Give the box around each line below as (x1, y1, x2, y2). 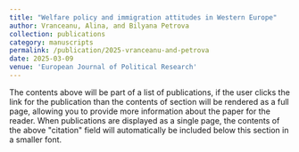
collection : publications (9, 29, 105, 38)
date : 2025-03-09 (9, 54, 74, 63)
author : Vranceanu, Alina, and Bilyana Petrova (9, 21, 190, 30)
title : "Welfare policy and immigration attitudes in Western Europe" (9, 12, 278, 22)
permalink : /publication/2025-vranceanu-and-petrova (9, 46, 210, 55)
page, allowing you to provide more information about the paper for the (9, 106, 270, 116)
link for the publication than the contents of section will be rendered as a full (9, 96, 289, 107)
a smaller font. (9, 134, 62, 145)
